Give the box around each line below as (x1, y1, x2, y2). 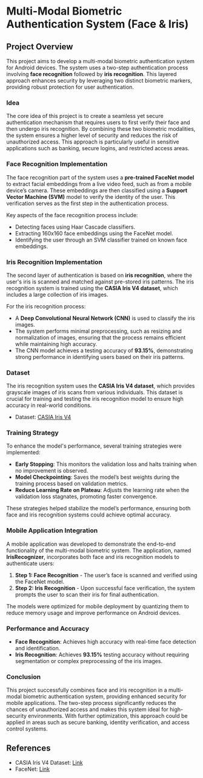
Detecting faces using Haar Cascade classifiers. (15, 223, 135, 231)
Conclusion (6, 673, 41, 681)
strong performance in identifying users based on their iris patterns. (15, 353, 185, 360)
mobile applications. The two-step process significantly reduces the (6, 700, 176, 707)
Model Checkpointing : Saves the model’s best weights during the (15, 473, 180, 481)
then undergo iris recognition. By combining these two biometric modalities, (6, 125, 196, 133)
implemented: (6, 449, 41, 456)
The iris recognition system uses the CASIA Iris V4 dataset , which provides (6, 382, 195, 390)
